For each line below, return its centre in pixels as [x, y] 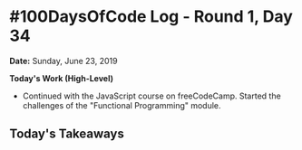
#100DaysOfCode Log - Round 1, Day [151, 17]
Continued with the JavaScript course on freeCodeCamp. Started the [151, 96]
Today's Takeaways [67, 134]
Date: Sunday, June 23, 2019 [63, 61]
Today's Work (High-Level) [61, 78]
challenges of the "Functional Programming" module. [122, 105]
